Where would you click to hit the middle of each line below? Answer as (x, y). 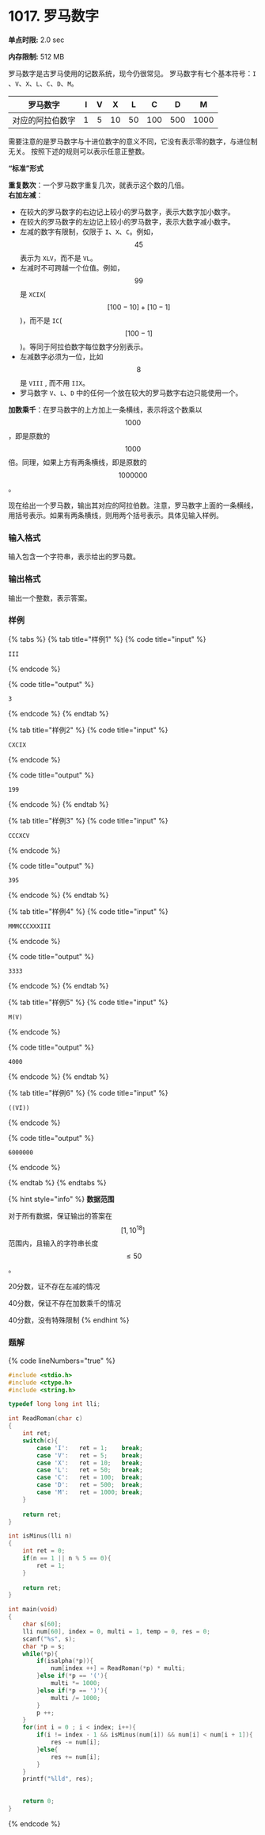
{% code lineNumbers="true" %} (62, 1361)
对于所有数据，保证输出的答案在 (60, 1215)
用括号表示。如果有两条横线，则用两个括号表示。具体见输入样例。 (115, 515)
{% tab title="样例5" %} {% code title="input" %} (88, 1002)
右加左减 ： (26, 194)
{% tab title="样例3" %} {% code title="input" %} (88, 820)
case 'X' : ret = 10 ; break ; (90, 1463)
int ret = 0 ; (44, 1551)
